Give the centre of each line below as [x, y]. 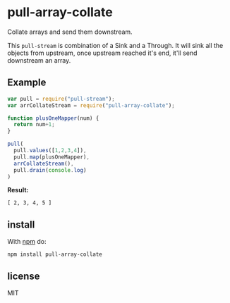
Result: [18, 190]
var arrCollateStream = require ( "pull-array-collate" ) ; [91, 105]
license [24, 276]
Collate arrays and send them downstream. [70, 32]
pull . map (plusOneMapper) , [52, 157]
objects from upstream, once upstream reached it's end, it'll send [102, 53]
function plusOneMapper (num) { [53, 118]
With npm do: [27, 242]
